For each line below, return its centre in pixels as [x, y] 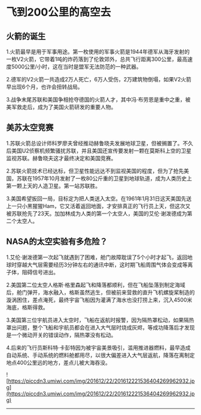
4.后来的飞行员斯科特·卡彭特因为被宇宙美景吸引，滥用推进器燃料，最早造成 [98, 347]
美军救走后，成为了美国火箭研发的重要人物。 [61, 107]
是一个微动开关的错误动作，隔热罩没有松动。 [61, 335]
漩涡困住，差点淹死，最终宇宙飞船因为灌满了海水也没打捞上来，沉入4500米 [99, 300]
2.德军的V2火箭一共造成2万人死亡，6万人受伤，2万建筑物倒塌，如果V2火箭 [99, 79]
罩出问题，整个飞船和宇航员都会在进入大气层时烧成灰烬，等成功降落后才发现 [100, 327]
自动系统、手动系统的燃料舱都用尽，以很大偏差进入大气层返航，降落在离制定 [100, 355]
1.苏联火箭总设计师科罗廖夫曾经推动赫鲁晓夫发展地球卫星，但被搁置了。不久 [100, 143]
